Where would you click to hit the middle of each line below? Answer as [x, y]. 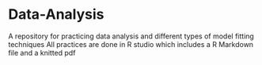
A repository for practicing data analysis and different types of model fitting [131, 36]
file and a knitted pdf [42, 52]
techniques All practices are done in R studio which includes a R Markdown [131, 44]
